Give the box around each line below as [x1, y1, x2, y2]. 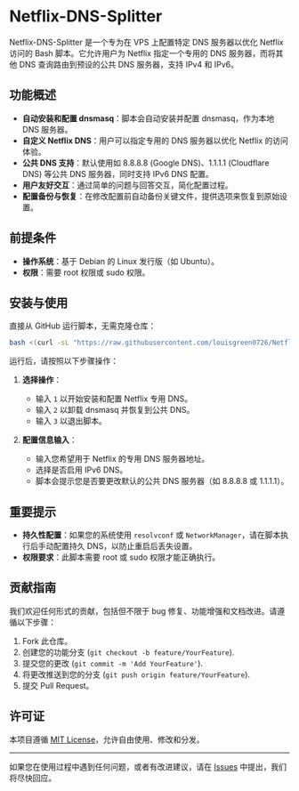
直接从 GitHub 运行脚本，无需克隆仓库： [9, 320, 157, 331]
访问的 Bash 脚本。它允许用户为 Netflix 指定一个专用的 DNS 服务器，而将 [9, 47, 276, 59]
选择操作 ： [21, 375, 62, 385]
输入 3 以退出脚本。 [35, 416, 107, 426]
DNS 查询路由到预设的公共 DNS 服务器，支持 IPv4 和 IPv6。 [19, 59, 238, 69]
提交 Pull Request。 [21, 680, 94, 690]
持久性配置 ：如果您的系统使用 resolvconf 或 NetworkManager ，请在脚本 [21, 529, 281, 540]
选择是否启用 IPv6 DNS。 [35, 464, 128, 475]
